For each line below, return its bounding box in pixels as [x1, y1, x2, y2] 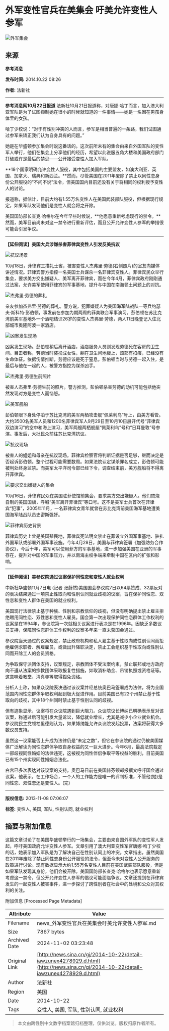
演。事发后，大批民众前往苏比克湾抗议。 [5, 431, 89, 437]
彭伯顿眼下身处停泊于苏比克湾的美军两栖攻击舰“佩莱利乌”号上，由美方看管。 [5, 411, 163, 417]
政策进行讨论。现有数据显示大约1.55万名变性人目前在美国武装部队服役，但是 [5, 862, 163, 868]
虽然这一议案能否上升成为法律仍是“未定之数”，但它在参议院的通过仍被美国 [5, 737, 159, 743]
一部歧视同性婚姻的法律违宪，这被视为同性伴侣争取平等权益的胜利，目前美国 [5, 750, 164, 756]
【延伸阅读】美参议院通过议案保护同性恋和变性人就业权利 [5, 574, 124, 580]
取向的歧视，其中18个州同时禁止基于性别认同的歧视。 [5, 697, 116, 703]
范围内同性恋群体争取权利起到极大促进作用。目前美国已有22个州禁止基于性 [5, 690, 161, 696]
